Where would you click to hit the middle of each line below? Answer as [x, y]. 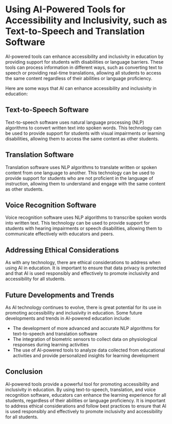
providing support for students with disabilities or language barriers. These [84, 62]
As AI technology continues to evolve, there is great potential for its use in [83, 307]
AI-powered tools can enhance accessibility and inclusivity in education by [84, 56]
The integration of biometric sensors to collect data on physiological [85, 339]
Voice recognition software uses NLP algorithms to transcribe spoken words [86, 217]
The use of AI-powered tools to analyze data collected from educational [89, 350]
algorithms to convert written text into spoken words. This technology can [83, 127]
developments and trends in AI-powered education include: [68, 318]
